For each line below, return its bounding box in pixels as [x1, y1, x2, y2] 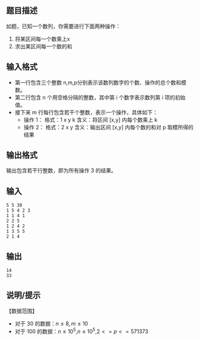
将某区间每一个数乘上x [14, 35, 70, 42]
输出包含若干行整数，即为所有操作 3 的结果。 [6, 167, 117, 174]
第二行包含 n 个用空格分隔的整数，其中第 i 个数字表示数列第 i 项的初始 [14, 94, 186, 101]
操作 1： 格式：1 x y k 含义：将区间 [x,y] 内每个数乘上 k [23, 116, 158, 123]
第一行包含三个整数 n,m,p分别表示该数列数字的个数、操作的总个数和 [14, 79, 181, 86]
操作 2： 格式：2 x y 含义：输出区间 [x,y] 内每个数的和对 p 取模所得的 [23, 123, 194, 131]
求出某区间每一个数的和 [14, 42, 72, 49]
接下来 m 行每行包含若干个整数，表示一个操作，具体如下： [14, 108, 158, 116]
